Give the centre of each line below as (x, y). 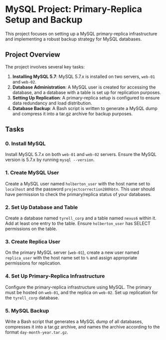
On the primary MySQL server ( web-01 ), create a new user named (72, 252)
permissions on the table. (31, 229)
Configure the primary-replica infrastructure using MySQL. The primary (79, 287)
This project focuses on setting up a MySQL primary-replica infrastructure (81, 33)
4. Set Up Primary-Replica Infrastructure (55, 276)
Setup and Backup (44, 20)
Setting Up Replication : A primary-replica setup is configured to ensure (86, 97)
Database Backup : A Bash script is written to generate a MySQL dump (85, 108)
